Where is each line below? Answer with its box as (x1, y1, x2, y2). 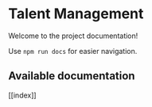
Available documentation (8, 69, 135, 83)
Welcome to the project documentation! (8, 31, 138, 40)
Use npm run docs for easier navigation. (8, 46, 138, 55)
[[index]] (8, 90, 37, 100)
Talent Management (8, 5, 144, 23)
